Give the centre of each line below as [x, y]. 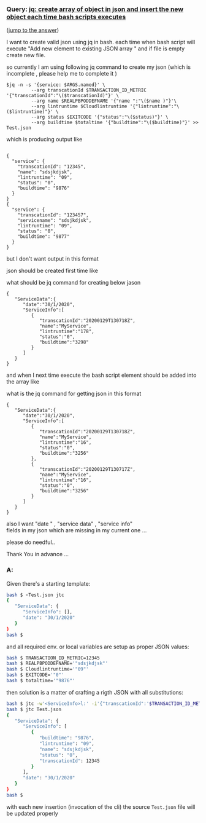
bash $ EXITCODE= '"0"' [35, 675]
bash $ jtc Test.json [34, 709]
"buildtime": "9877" [44, 237]
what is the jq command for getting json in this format [74, 394]
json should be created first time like [52, 271]
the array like [23, 382]
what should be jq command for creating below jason [74, 283]
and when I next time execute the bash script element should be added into [101, 375]
